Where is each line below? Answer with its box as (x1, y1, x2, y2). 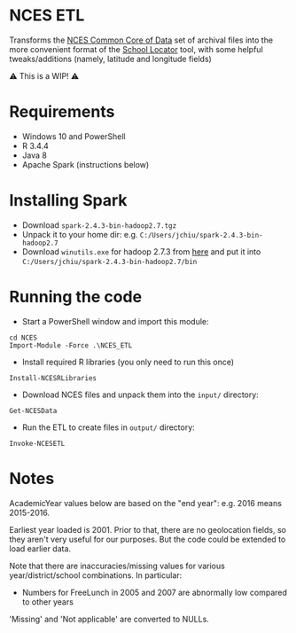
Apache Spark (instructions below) (21, 159, 150, 169)
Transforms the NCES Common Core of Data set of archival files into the (9, 35, 273, 45)
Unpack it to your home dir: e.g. (21, 229, 138, 239)
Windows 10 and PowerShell (21, 130, 126, 142)
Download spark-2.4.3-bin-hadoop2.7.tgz (21, 219, 177, 231)
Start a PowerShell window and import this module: (21, 316, 210, 326)
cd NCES (9, 333, 38, 342)
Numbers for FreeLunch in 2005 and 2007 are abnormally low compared (21, 587, 288, 598)
